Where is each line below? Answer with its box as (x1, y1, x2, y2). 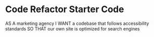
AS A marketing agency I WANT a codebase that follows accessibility (5, 20, 149, 26)
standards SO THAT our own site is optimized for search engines (5, 25, 140, 31)
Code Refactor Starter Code (5, 4, 124, 15)
